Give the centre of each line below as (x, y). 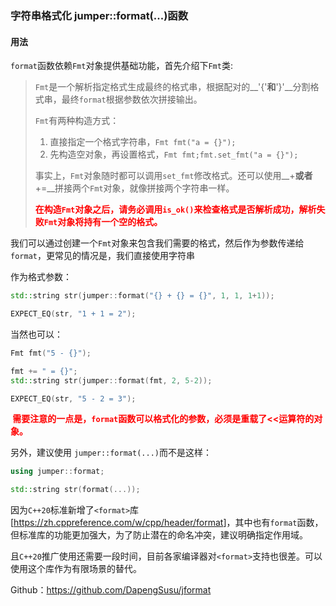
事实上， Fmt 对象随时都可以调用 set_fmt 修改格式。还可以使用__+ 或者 (173, 176)
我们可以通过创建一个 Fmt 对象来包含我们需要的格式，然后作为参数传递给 (157, 243)
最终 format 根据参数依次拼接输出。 (132, 99)
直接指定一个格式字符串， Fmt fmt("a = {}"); (143, 142)
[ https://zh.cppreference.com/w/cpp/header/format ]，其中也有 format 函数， (167, 523)
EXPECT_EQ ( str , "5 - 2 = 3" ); (73, 398)
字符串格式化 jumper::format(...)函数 (99, 15)
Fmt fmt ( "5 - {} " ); (51, 353)
